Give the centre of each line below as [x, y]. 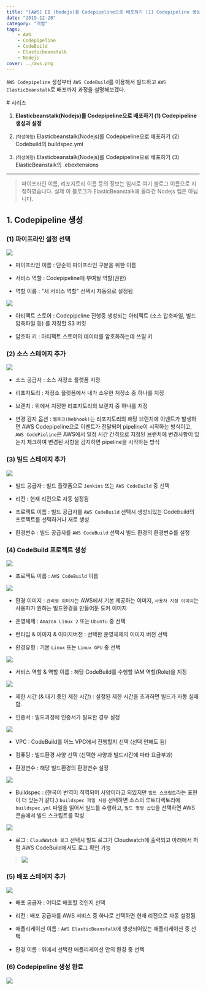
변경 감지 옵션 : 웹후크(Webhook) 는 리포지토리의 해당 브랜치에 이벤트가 [97, 419]
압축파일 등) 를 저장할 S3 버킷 [51, 324]
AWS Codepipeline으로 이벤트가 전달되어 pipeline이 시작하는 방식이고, [107, 427]
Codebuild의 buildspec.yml [49, 144]
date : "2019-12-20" [31, 18]
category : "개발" [27, 23]
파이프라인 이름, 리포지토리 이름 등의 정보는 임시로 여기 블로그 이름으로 [105, 183]
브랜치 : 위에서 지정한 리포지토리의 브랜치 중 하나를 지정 [82, 406]
